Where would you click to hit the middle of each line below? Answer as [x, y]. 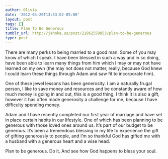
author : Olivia [21, 10]
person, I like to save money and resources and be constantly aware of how [84, 89]
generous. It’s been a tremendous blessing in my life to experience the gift [82, 130]
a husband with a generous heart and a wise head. [58, 141]
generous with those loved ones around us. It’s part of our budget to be [79, 125]
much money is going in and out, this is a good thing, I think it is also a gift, [82, 94]
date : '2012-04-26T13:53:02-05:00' [43, 15]
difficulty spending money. [33, 105]
